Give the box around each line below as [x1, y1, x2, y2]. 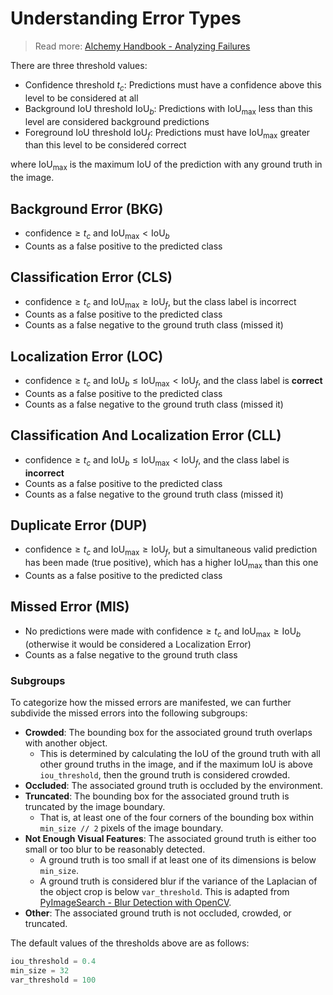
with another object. [24, 737, 108, 749]
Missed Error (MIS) [10, 598, 130, 616]
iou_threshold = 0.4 [10, 956, 97, 966]
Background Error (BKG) [10, 200, 164, 217]
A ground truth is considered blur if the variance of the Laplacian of [39, 875, 318, 887]
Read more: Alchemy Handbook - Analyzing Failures [34, 40, 251, 52]
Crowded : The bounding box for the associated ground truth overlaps [24, 726, 313, 738]
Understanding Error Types [10, 7, 242, 30]
